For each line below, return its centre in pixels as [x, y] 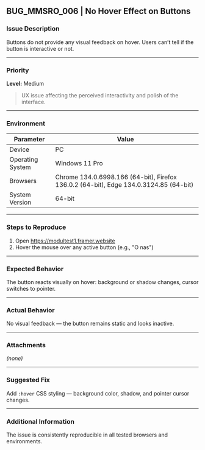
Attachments [26, 345]
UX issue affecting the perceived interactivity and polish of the [100, 95]
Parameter [29, 140]
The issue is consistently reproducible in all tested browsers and [87, 435]
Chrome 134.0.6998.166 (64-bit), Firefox [116, 177]
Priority [18, 70]
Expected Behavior [35, 269]
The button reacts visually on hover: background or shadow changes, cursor [103, 282]
